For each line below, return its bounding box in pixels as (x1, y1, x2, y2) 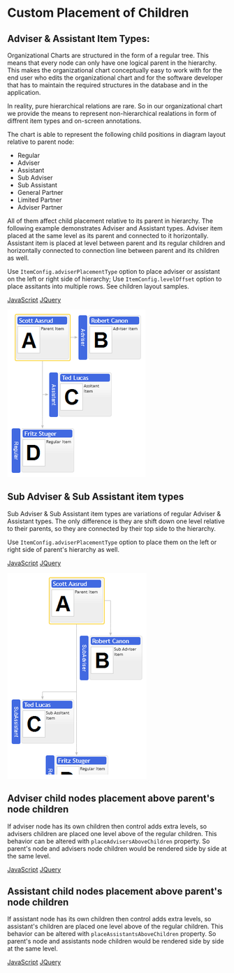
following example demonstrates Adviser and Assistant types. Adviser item (7, 224, 223, 232)
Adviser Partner (17, 203, 63, 211)
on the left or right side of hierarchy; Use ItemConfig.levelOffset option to (7, 275, 222, 283)
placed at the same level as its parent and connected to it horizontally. (7, 232, 209, 240)
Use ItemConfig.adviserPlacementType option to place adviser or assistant (7, 268, 220, 275)
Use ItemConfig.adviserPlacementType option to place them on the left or (7, 538, 217, 546)
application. (7, 89, 41, 96)
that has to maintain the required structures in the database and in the (7, 81, 208, 89)
